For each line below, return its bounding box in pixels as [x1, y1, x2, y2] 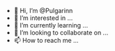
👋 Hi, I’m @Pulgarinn [13, 7, 73, 14]
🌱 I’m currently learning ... [13, 21, 89, 29]
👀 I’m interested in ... [13, 14, 73, 22]
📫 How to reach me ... [13, 37, 79, 44]
